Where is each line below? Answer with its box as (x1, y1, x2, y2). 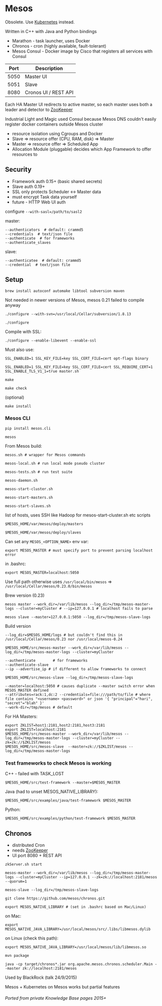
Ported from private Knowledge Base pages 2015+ (5, 995, 107, 1001)
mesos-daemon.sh (5, 478, 38, 483)
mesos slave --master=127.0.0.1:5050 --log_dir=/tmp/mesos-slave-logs (5, 614, 151, 620)
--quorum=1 (5, 879, 27, 884)
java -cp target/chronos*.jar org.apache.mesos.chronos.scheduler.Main (5, 962, 153, 967)
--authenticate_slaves (5, 240, 51, 245)
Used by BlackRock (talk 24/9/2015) (5, 974, 77, 980)
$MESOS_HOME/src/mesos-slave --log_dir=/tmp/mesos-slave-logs (5, 675, 133, 680)
